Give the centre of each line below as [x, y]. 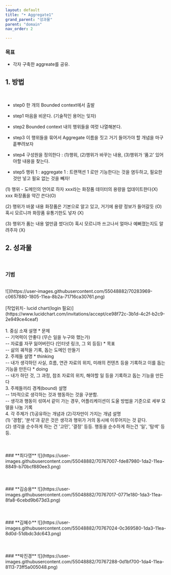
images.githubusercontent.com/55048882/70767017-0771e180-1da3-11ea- [84, 495]
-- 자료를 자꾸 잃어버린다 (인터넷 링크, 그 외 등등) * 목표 [60, 344]
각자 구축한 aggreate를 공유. [41, 64]
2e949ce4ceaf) [22, 319]
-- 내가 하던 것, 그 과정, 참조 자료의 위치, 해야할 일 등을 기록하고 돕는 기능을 [80, 376]
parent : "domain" [24, 24]
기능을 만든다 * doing [27, 369]
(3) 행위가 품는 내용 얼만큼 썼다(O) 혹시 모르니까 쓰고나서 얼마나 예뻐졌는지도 [82, 224]
